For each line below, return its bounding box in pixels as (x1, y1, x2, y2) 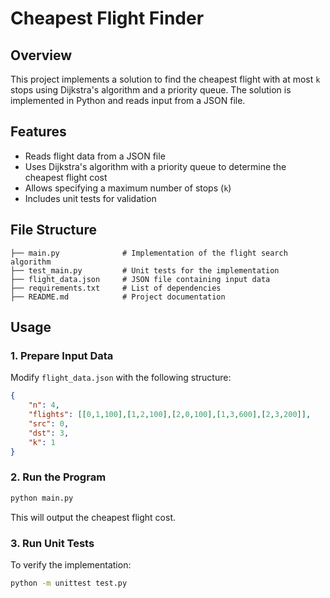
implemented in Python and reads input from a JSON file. (10, 95, 246, 106)
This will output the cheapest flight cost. (10, 511, 176, 523)
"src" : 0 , (28, 418, 70, 429)
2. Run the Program (10, 470, 107, 484)
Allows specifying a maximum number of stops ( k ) (24, 182, 232, 194)
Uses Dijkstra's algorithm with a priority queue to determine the (24, 160, 287, 172)
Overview (10, 47, 73, 64)
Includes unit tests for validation (24, 192, 157, 204)
